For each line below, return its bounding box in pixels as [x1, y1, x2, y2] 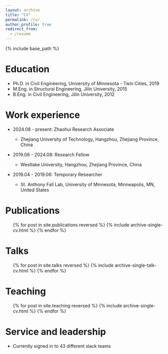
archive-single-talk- [114, 262, 157, 268]
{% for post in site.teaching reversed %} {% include [12, 302, 122, 308]
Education [5, 64, 50, 75]
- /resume [10, 31, 31, 36]
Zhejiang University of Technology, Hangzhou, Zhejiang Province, [20, 136, 159, 142]
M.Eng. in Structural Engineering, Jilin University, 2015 [12, 86, 128, 92]
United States [20, 187, 50, 193]
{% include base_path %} [5, 46, 59, 51]
